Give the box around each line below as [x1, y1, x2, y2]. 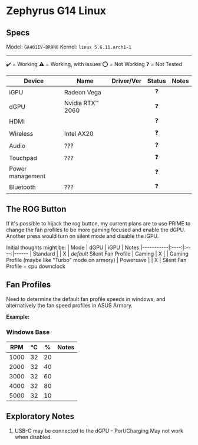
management [9, 172, 46, 180]
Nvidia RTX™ [64, 99, 99, 107]
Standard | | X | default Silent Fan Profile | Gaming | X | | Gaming [32, 250, 189, 257]
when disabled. [14, 433, 52, 440]
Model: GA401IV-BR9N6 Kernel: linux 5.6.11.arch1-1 [6, 43, 131, 50]
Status [147, 77, 166, 85]
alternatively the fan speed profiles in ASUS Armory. [6, 302, 133, 309]
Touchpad [9, 153, 37, 162]
